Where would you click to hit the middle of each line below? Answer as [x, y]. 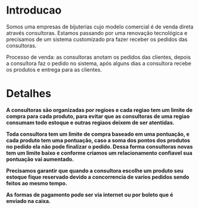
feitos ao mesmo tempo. [37, 183]
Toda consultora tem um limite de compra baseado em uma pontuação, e [98, 134]
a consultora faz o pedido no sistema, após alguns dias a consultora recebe [99, 63]
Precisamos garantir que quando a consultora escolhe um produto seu [95, 171]
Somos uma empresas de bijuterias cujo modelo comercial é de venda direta [100, 27]
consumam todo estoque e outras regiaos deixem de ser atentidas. [90, 123]
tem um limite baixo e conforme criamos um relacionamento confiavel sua [99, 153]
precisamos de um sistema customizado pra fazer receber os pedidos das [97, 39]
